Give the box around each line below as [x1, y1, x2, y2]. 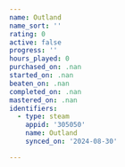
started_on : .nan [9, 71, 74, 80]
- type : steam [17, 112, 70, 121]
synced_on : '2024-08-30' [25, 137, 118, 146]
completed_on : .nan [9, 87, 82, 96]
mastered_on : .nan [9, 95, 78, 105]
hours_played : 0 [9, 54, 70, 63]
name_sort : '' [9, 21, 62, 30]
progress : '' [9, 46, 58, 55]
